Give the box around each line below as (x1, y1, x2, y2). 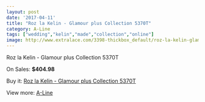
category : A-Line (6, 25, 51, 32)
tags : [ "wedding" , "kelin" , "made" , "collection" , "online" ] (6, 32, 154, 38)
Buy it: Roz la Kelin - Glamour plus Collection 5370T (6, 77, 136, 84)
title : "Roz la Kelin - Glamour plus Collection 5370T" (6, 20, 151, 26)
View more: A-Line (6, 89, 53, 96)
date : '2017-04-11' (6, 15, 56, 21)
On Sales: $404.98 (6, 66, 55, 73)
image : (6, 37, 23, 43)
